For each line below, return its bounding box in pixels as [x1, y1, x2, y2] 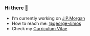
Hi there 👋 [4, 4, 29, 11]
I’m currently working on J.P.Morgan [11, 16, 85, 21]
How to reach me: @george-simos [11, 20, 82, 26]
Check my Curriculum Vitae [11, 26, 67, 32]
